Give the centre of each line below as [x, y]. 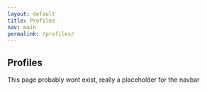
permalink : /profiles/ [41, 34]
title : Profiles [31, 21]
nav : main [22, 27]
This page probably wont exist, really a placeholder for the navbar [103, 80]
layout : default [31, 14]
